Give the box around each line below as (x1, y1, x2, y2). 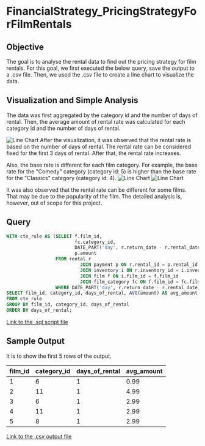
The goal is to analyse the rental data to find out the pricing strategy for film (6, 58, 196, 65)
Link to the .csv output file (6, 433, 72, 440)
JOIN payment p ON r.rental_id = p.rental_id (80, 262, 198, 268)
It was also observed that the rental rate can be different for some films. (6, 186, 187, 194)
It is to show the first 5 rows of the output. (6, 352, 112, 360)
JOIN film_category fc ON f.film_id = (80, 279, 179, 285)
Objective (6, 42, 45, 52)
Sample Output (6, 336, 65, 347)
